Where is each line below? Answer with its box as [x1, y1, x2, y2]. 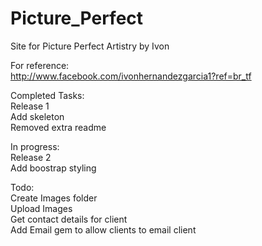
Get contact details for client [10, 213, 128, 225]
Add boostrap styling [10, 162, 97, 174]
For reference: [10, 59, 70, 71]
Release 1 [10, 100, 50, 112]
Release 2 [10, 151, 52, 163]
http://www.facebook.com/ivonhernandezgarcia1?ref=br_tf [10, 70, 252, 82]
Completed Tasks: [10, 89, 85, 101]
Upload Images [10, 202, 73, 214]
